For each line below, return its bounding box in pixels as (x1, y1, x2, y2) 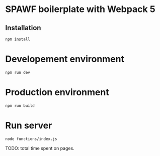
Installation (5, 24, 41, 32)
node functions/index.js (5, 136, 57, 141)
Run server (5, 120, 52, 131)
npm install (5, 37, 30, 42)
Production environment (5, 87, 109, 98)
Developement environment (5, 54, 125, 65)
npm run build (5, 103, 35, 108)
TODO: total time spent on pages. (5, 145, 74, 151)
